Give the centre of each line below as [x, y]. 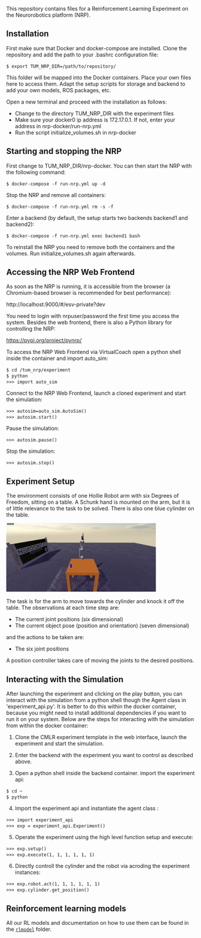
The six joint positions [42, 649]
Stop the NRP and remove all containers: [56, 195]
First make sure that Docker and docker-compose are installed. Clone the [97, 48]
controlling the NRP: [31, 329]
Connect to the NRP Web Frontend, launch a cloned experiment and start [96, 393]
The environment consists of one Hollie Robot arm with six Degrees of [93, 496]
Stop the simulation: [31, 451]
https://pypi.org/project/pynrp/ [44, 340]
